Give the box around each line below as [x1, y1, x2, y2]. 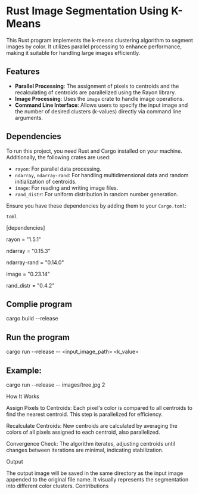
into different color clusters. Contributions [6, 482, 109, 489]
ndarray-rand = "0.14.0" [6, 258, 64, 266]
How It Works [6, 393, 40, 400]
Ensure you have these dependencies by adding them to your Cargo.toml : [6, 202, 186, 209]
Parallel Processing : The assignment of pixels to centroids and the [14, 82, 179, 89]
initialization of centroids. [14, 178, 77, 185]
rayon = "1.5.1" [6, 236, 42, 243]
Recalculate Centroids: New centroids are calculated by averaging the [6, 422, 178, 429]
